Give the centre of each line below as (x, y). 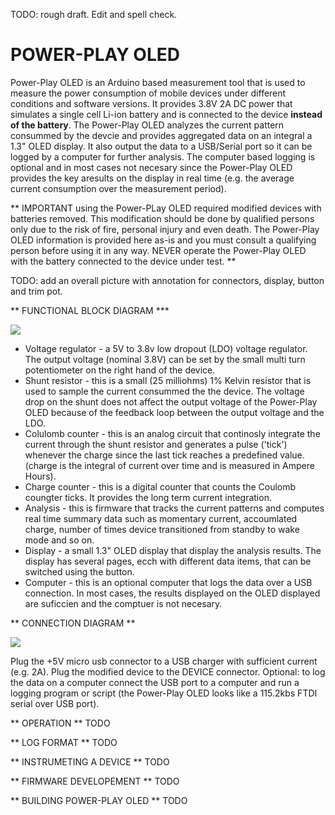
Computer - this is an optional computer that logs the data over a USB (168, 582)
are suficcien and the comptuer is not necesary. (123, 603)
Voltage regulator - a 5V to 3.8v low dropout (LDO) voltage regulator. (166, 348)
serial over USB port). (55, 703)
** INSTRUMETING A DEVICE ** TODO (90, 761)
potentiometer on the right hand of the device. (120, 370)
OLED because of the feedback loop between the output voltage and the (174, 412)
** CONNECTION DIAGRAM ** (73, 623)
